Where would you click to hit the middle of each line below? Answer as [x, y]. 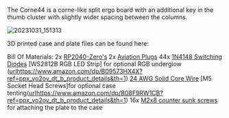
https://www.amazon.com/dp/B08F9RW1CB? [99, 93]
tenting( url [22, 93]
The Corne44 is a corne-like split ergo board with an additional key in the [110, 10]
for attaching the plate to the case [55, 107]
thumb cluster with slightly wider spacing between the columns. [97, 17]
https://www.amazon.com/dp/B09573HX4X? [80, 71]
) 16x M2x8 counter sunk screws [172, 100]
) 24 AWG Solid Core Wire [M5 [169, 78]
